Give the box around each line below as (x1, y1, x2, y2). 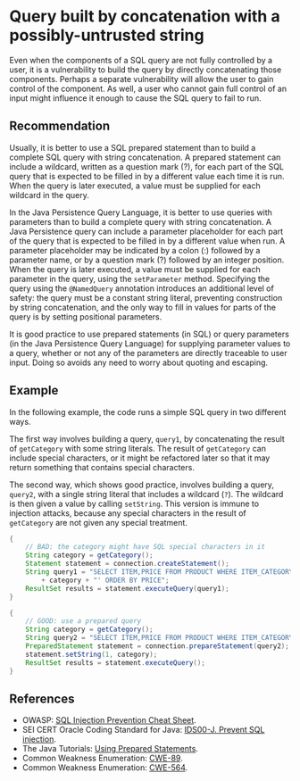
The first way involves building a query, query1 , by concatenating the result (9, 433, 286, 444)
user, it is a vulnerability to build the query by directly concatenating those (9, 64, 282, 75)
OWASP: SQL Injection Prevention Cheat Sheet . (21, 715, 196, 726)
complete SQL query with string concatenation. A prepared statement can (9, 152, 281, 162)
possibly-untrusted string (9, 25, 204, 46)
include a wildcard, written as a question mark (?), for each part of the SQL (9, 161, 284, 171)
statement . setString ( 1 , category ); (25, 650, 158, 659)
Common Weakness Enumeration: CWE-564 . (21, 762, 188, 773)
